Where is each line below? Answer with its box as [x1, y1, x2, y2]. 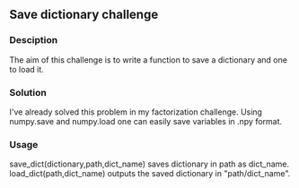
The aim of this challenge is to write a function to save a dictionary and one [9, 54, 287, 65]
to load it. [9, 64, 45, 74]
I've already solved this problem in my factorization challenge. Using [9, 107, 263, 117]
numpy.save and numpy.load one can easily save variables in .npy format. [9, 115, 283, 126]
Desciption [9, 34, 58, 47]
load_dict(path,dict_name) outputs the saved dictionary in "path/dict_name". [9, 168, 291, 179]
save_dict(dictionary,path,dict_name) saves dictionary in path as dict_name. [9, 158, 290, 169]
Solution [9, 86, 48, 98]
